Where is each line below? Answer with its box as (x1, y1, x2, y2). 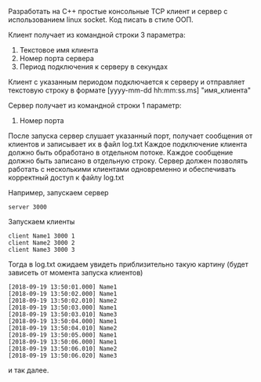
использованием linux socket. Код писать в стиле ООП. (8, 15, 194, 24)
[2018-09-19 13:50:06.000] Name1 (8, 338, 118, 346)
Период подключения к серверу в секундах (19, 62, 169, 71)
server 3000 (8, 203, 47, 211)
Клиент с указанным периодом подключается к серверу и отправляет (8, 78, 245, 86)
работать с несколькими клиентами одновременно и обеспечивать (8, 165, 237, 173)
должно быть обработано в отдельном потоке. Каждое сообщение (8, 148, 234, 157)
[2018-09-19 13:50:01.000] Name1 (8, 283, 118, 291)
